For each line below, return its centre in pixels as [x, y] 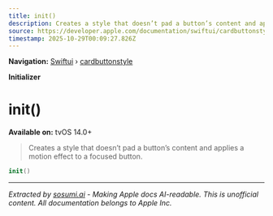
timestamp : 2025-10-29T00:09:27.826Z [72, 38]
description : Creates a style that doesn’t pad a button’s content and [132, 23]
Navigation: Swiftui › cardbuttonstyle [71, 61]
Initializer [24, 77]
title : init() [32, 16]
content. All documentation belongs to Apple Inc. [90, 203]
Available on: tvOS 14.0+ [50, 132]
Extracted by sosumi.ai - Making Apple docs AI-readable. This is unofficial [133, 194]
